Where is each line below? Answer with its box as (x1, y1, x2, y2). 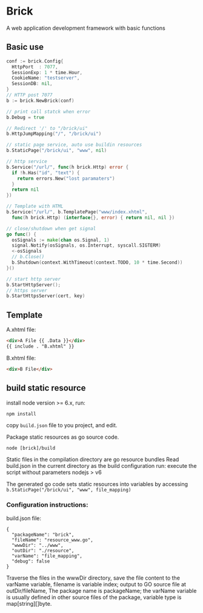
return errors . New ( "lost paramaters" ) (17, 175, 115, 182)
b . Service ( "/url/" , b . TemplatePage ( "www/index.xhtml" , (6, 209, 148, 215)
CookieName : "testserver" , (12, 75, 80, 81)
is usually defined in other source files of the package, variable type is (6, 594, 182, 601)
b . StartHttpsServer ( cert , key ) (6, 293, 85, 299)
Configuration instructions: (6, 501, 88, 509)
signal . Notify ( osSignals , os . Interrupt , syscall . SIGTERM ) (12, 242, 162, 248)
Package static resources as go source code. (6, 433, 119, 440)
